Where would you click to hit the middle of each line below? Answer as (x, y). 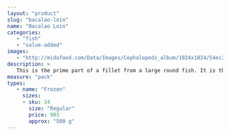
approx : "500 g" (52, 121)
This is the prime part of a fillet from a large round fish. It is (116, 70)
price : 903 (44, 115)
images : (18, 52)
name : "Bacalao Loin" (38, 26)
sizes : (31, 96)
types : (16, 83)
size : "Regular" (52, 108)
